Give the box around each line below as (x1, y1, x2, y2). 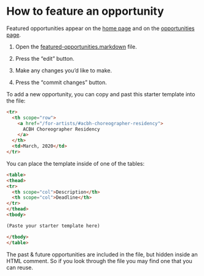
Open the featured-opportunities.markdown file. (15, 43, 137, 50)
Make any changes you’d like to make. (15, 66, 112, 74)
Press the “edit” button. (15, 55, 75, 62)
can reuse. (6, 264, 34, 271)
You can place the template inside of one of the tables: (6, 159, 145, 167)
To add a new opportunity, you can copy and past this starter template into (6, 90, 195, 98)
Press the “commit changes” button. (15, 79, 108, 86)
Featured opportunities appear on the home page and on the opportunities (6, 25, 195, 32)
